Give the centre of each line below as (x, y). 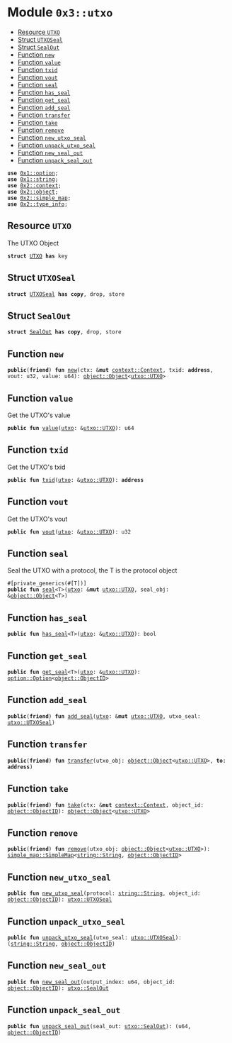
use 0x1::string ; (33, 179)
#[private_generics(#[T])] (47, 584)
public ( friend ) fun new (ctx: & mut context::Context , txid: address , (110, 370)
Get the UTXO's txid (36, 467)
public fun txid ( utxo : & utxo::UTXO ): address (75, 480)
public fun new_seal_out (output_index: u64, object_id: (91, 982)
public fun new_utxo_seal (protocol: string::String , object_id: (104, 894)
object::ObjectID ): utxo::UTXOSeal (60, 900)
